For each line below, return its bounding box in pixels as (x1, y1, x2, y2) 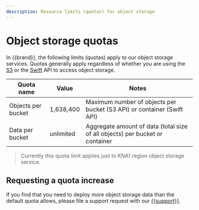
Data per (9, 125, 34, 134)
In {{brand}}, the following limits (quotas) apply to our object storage (6, 54, 174, 61)
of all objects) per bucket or (85, 130, 163, 138)
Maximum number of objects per (85, 98, 176, 106)
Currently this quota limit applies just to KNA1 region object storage (20, 152, 185, 159)
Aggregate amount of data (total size (85, 122, 188, 130)
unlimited (49, 130, 76, 138)
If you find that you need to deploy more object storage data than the (6, 191, 175, 198)
